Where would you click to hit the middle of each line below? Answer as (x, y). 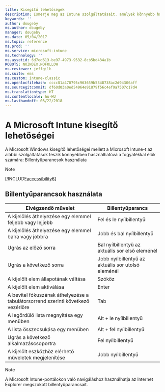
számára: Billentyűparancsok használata (46, 160)
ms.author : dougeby (25, 28)
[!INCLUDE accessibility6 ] (31, 179)
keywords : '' (18, 19)
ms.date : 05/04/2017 (26, 37)
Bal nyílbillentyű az (119, 245)
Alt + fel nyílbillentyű (121, 329)
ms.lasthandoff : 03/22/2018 (34, 101)
